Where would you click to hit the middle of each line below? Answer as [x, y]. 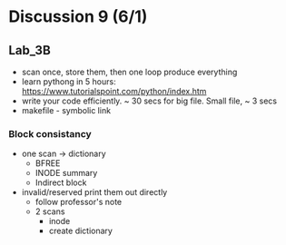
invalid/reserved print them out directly [94, 192]
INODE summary [66, 173]
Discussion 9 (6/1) [78, 17]
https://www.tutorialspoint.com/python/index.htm [114, 91]
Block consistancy [50, 133]
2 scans [50, 211]
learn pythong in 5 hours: [69, 82]
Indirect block [61, 182]
